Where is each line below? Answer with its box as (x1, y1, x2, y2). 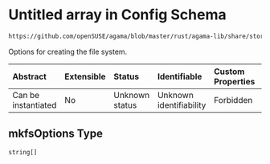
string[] (8, 148, 38, 156)
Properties (214, 76, 256, 87)
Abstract (12, 71, 47, 82)
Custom (214, 66, 245, 77)
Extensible (63, 71, 106, 82)
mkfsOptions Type (8, 127, 103, 141)
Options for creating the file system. (8, 47, 128, 56)
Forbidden (214, 94, 253, 105)
